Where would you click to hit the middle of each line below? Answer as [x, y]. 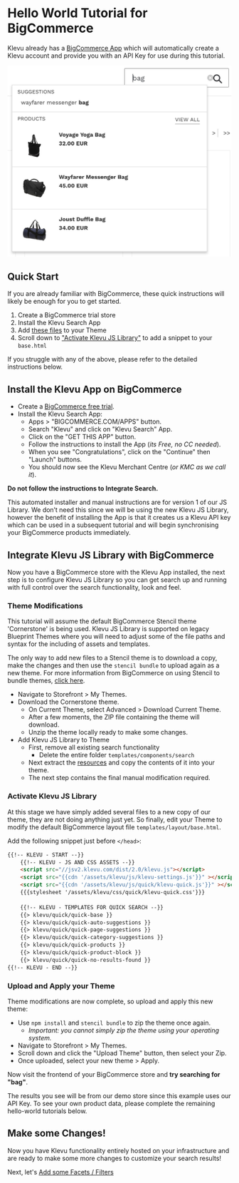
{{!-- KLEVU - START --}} [46, 855]
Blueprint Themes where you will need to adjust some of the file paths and [116, 637]
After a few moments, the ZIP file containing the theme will [114, 717]
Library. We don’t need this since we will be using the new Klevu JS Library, [118, 510]
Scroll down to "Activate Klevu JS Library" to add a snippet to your [115, 338]
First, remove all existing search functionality [94, 747]
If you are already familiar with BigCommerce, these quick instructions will [116, 294]
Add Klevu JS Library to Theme [64, 740]
